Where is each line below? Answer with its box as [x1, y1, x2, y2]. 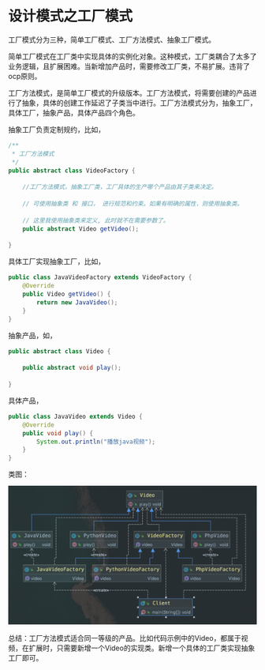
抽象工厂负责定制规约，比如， [8, 124, 105, 134]
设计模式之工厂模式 [8, 7, 133, 25]
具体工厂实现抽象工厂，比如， [8, 257, 105, 266]
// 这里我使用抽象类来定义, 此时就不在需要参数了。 [22, 216, 170, 224]
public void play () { [22, 429, 93, 437]
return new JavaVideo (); [36, 298, 118, 307]
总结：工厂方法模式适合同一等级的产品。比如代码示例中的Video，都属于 [8, 633, 242, 642]
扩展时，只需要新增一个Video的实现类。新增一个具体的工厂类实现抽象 [28, 643, 256, 653]
